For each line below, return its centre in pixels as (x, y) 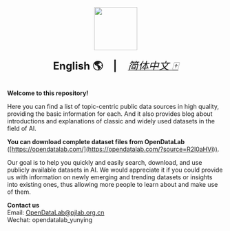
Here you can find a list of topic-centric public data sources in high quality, (113, 107)
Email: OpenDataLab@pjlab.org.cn (56, 212)
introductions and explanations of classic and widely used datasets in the (111, 121)
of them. (19, 192)
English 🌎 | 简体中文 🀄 (116, 66)
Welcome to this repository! (48, 93)
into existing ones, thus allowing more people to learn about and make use (113, 184)
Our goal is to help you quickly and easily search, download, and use (105, 162)
